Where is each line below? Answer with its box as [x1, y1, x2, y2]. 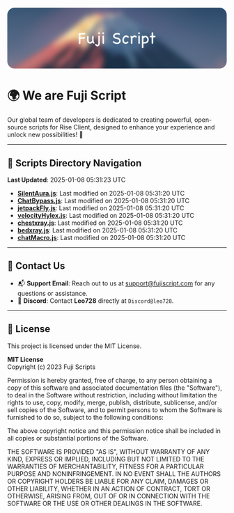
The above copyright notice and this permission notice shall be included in [7, 426, 221, 435]
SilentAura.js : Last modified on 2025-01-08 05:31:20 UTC [17, 189, 185, 198]
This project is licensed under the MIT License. [7, 342, 142, 350]
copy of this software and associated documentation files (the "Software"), [7, 384, 223, 392]
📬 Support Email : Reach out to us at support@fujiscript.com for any [17, 279, 215, 287]
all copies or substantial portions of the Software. [7, 434, 148, 442]
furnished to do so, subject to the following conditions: [7, 413, 164, 421]
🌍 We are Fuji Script [7, 88, 127, 104]
